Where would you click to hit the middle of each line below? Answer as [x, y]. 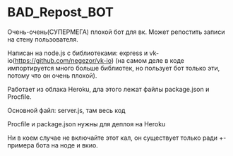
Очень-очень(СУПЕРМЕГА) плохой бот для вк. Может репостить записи [116, 32]
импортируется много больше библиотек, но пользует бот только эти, [114, 68]
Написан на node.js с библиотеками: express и [78, 53]
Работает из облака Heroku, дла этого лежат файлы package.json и [108, 89]
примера [21, 145]
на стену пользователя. [43, 39]
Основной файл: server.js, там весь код [66, 110]
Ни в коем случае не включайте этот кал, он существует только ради [112, 138]
